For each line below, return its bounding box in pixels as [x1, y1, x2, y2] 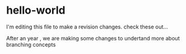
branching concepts [6, 41, 56, 48]
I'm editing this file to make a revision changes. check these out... [6, 23, 168, 30]
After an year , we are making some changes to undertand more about [6, 34, 180, 42]
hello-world [6, 4, 66, 17]
